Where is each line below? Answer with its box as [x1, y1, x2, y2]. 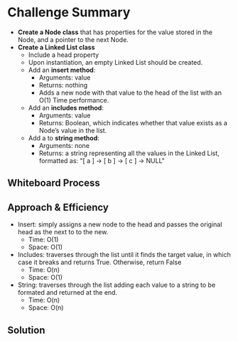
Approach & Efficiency [7, 201, 109, 214]
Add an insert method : [28, 65, 96, 74]
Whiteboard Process [7, 177, 101, 189]
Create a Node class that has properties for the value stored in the [17, 28, 213, 36]
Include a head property [28, 51, 99, 59]
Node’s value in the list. [38, 126, 107, 135]
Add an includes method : [28, 103, 104, 112]
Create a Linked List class [17, 43, 95, 51]
